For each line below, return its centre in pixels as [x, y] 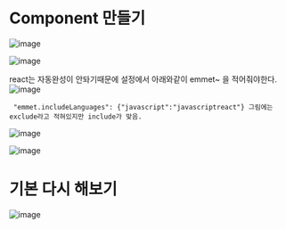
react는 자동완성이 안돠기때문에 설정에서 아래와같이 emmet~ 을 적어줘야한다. [143, 79]
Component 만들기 [77, 18]
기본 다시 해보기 [63, 189]
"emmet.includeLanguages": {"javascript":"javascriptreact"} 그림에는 [143, 107]
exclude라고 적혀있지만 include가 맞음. [76, 117]
